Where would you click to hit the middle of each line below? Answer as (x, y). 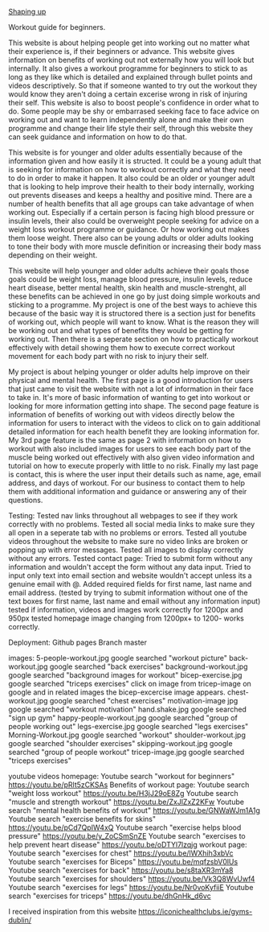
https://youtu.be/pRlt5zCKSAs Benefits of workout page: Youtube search (129, 785)
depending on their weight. (53, 255)
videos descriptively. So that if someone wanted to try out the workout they (133, 85)
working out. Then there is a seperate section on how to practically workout (133, 339)
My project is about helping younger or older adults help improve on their (129, 372)
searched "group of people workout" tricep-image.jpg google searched (126, 752)
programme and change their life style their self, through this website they (130, 128)
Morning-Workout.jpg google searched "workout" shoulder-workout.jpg (127, 735)
